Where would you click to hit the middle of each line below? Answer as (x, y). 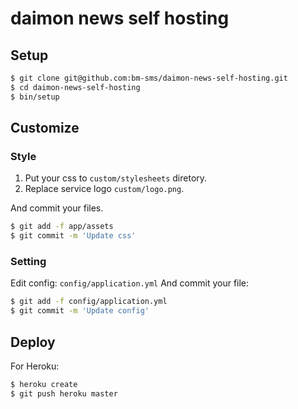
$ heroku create (44, 384)
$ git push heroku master (64, 393)
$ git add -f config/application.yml (89, 302)
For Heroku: (35, 366)
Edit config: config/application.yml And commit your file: (130, 283)
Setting (28, 261)
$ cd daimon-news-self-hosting (75, 87)
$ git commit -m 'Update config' (80, 311)
